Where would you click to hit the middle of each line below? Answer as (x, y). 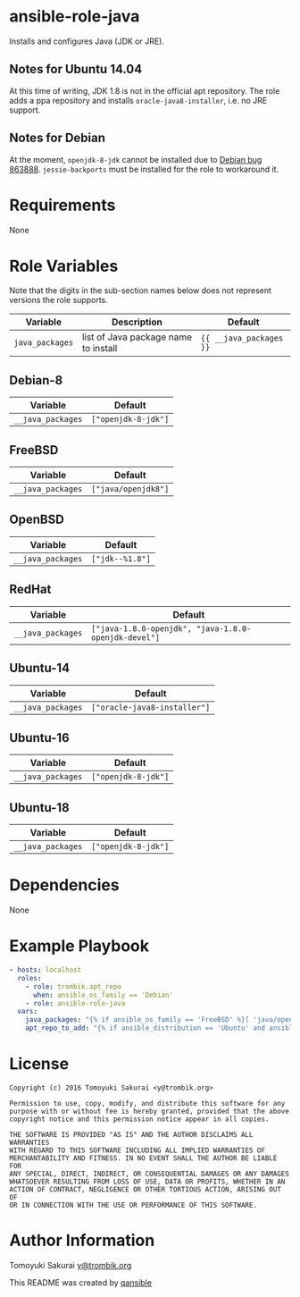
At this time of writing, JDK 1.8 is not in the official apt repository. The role (145, 90)
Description (137, 322)
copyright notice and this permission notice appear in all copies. (139, 1119)
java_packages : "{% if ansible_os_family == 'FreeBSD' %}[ (137, 1020)
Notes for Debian (57, 138)
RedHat (30, 590)
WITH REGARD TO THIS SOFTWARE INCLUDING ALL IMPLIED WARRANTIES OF (137, 1150)
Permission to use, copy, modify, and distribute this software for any (147, 1103)
